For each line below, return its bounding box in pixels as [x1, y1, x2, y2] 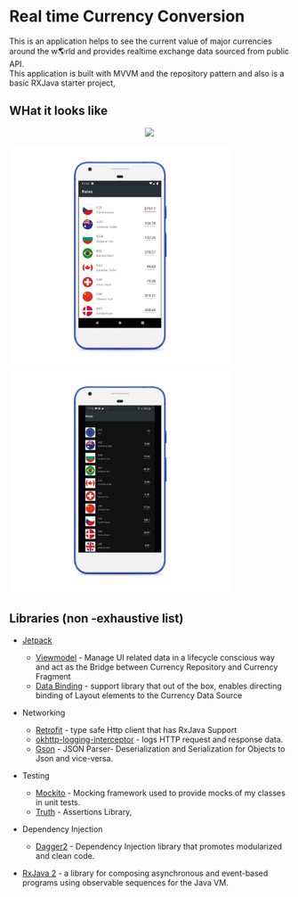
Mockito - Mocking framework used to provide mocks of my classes [35, 787, 286, 798]
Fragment [35, 671, 71, 681]
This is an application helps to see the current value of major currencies [9, 36, 273, 46]
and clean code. [35, 850, 95, 861]
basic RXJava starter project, [9, 78, 116, 88]
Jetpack [21, 635, 52, 646]
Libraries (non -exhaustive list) [9, 611, 184, 626]
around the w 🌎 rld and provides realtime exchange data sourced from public [9, 45, 290, 56]
